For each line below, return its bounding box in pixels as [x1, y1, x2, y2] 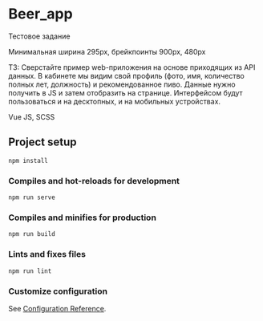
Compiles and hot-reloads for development [8, 175, 180, 186]
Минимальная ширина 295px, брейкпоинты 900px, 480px [8, 47, 206, 56]
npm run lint [8, 266, 52, 275]
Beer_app [8, 5, 74, 23]
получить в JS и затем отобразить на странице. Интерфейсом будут [8, 87, 243, 97]
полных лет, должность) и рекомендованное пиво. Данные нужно [8, 79, 236, 89]
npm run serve [8, 193, 56, 201]
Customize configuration [8, 286, 108, 297]
